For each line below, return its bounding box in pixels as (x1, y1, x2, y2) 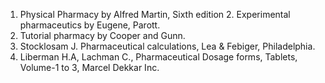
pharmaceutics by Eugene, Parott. (19, 19, 161, 31)
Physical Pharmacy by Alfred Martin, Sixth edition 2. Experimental (19, 9, 291, 20)
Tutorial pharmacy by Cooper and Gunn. (19, 30, 186, 41)
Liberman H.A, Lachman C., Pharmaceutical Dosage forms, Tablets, (19, 51, 298, 63)
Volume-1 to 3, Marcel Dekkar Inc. (19, 62, 160, 73)
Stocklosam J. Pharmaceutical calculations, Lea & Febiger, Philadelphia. (19, 40, 316, 52)
